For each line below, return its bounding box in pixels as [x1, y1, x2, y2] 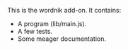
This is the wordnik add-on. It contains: [7, 6, 122, 14]
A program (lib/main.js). [17, 20, 87, 27]
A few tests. [17, 27, 53, 35]
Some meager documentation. [17, 35, 107, 43]
